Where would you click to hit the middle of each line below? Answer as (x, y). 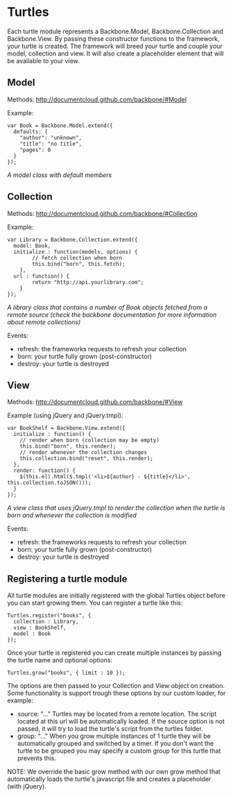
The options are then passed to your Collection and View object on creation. (116, 686)
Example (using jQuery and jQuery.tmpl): (65, 416)
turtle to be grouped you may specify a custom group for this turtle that (119, 751)
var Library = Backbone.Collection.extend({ (72, 240)
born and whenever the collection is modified (72, 515)
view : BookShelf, (40, 628)
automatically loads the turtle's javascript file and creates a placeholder (109, 779)
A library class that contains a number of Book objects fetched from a (107, 307)
